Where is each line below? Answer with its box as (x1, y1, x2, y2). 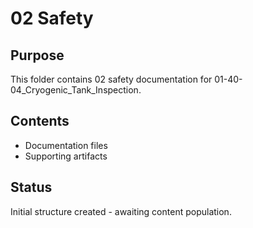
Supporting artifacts (24, 150, 108, 162)
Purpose (10, 47, 65, 64)
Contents (10, 113, 70, 130)
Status (10, 179, 53, 196)
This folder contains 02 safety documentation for (10, 73, 213, 85)
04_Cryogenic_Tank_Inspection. (10, 84, 142, 96)
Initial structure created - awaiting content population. (10, 205, 232, 217)
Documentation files (24, 139, 108, 151)
